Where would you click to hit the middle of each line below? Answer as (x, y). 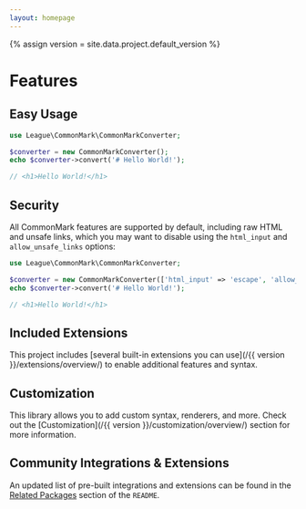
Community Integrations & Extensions (119, 463)
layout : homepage (42, 18)
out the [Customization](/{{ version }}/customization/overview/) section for (150, 425)
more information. (43, 435)
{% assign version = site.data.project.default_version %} (115, 44)
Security (34, 205)
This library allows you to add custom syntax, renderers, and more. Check (148, 415)
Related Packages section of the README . (85, 494)
